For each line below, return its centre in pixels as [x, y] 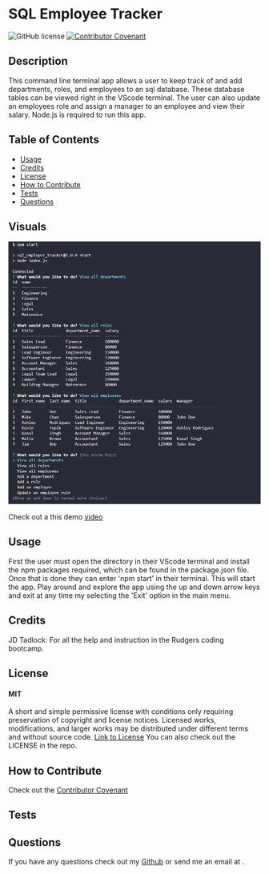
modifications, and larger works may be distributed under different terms [128, 728]
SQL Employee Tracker [85, 14]
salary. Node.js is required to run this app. [77, 114]
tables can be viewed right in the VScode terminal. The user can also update [134, 98]
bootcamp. [26, 648]
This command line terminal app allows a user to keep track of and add [125, 80]
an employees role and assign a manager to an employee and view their [127, 106]
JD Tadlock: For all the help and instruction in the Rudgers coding [116, 639]
